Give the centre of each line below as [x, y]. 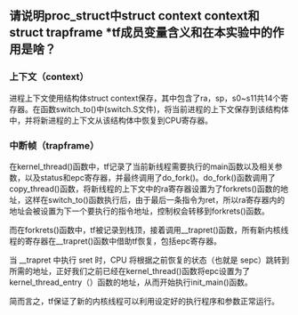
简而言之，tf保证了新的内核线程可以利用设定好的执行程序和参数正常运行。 [145, 301]
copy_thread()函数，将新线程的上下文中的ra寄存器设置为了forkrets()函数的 [145, 189]
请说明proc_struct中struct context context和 [134, 16]
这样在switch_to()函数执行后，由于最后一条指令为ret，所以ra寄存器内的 [155, 199]
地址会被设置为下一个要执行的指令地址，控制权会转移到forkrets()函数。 [139, 211]
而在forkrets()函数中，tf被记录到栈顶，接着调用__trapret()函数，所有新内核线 [149, 230]
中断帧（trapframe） [54, 145]
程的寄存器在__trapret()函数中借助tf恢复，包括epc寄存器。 [116, 241]
